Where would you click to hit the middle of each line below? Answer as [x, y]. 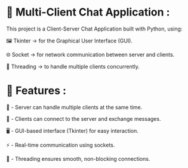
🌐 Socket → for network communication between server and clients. [90, 54]
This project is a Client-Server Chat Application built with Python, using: [94, 29]
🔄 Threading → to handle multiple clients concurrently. [73, 66]
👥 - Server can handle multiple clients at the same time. [74, 107]
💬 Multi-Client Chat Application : [88, 12]
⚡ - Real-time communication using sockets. [61, 145]
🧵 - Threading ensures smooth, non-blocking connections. [78, 158]
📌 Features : [36, 91]
